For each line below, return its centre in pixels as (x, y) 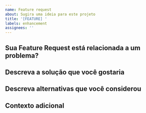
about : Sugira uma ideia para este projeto (50, 14)
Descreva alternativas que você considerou (73, 89)
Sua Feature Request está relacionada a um (73, 48)
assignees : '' (20, 28)
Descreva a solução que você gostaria (65, 72)
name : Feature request (28, 10)
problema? (22, 55)
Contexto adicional (35, 105)
